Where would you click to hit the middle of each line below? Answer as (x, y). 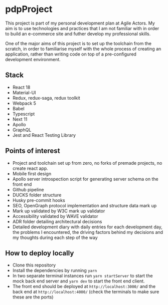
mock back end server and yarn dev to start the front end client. (78, 281)
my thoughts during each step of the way (55, 237)
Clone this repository (34, 265)
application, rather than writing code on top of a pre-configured (71, 54)
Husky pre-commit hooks (39, 200)
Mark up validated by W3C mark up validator (59, 211)
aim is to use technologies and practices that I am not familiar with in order (82, 28)
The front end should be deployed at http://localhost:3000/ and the (84, 286)
